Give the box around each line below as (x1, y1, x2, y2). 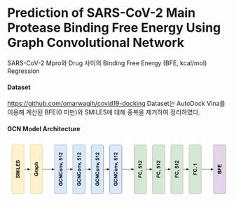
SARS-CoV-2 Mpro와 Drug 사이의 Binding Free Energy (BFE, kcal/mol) (7, 58, 207, 67)
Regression (7, 67, 40, 75)
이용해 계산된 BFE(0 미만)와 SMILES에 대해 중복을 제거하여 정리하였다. (7, 108, 201, 116)
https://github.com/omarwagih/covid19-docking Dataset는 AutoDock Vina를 (7, 100, 226, 108)
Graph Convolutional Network (7, 35, 184, 50)
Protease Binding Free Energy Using (7, 20, 221, 36)
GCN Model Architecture (7, 124, 81, 133)
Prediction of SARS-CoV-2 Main (7, 5, 196, 21)
